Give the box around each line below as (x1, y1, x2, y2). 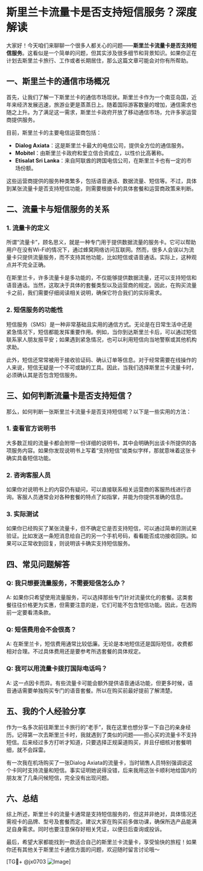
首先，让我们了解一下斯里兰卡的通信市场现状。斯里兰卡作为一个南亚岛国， (6, 93, 192, 100)
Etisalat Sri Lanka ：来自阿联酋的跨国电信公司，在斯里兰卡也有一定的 (14, 156, 187, 164)
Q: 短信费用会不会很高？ (6, 626, 77, 634)
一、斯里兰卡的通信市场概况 (6, 76, 110, 86)
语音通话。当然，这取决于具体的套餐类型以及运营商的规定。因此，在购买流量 (6, 281, 197, 289)
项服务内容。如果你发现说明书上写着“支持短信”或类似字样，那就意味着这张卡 (6, 446, 196, 454)
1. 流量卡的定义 (6, 224, 50, 233)
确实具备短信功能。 (6, 454, 54, 461)
